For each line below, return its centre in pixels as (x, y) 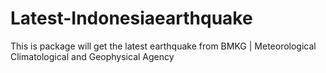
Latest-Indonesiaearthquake (131, 18)
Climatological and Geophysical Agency (92, 56)
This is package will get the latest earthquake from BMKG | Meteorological (163, 46)
